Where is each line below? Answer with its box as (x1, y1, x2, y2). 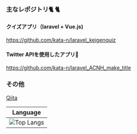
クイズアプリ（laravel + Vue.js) (6, 23, 84, 30)
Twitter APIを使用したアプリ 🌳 (6, 50, 79, 58)
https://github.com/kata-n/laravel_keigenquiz (6, 37, 116, 44)
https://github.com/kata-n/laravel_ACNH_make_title (6, 64, 131, 72)
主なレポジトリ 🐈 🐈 (6, 5, 60, 13)
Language (12, 108, 41, 116)
